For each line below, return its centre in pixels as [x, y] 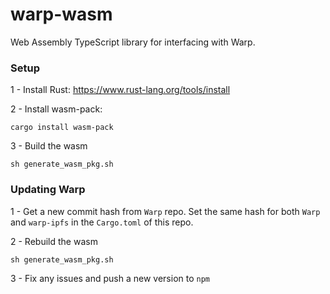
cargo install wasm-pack [62, 128]
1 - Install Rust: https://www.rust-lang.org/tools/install [120, 90]
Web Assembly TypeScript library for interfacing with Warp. [133, 42]
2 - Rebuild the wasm [54, 241]
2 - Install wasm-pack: [56, 109]
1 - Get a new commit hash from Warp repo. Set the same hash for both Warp [165, 211]
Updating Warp [48, 190]
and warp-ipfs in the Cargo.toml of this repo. [102, 222]
